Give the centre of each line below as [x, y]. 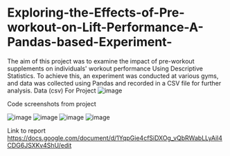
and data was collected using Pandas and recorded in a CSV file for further [114, 83]
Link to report [27, 130]
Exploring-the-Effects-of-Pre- [96, 13]
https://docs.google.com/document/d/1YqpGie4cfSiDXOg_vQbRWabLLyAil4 [115, 138]
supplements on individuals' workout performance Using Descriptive [105, 68]
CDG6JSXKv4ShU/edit [39, 145]
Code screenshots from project [52, 104]
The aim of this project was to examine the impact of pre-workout [101, 61]
